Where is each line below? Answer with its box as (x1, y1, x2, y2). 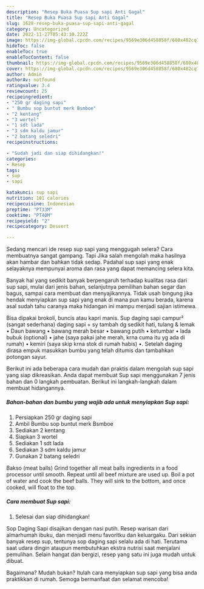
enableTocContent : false (6, 54, 69, 60)
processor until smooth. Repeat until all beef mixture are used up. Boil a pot (6, 471, 195, 478)
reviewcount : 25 (6, 88, 47, 94)
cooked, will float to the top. (6, 484, 76, 491)
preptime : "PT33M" (6, 206, 53, 213)
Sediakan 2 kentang (15, 427, 66, 434)
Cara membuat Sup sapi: (6, 498, 71, 505)
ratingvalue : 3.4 (6, 83, 50, 89)
